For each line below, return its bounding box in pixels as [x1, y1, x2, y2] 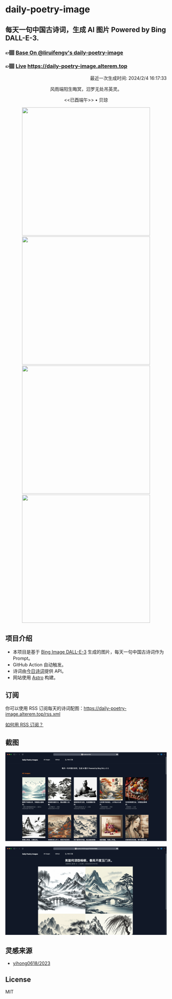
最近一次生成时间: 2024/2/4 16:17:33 [90, 75, 167, 81]
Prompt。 [12, 655, 33, 661]
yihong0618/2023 [12, 960, 51, 967]
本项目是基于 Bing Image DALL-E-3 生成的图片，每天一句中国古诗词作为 [12, 648, 164, 655]
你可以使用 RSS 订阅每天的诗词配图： [5, 705, 84, 711]
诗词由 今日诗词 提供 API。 [12, 668, 67, 674]
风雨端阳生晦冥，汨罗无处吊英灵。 [50, 86, 122, 92]
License [5, 975, 31, 984]
